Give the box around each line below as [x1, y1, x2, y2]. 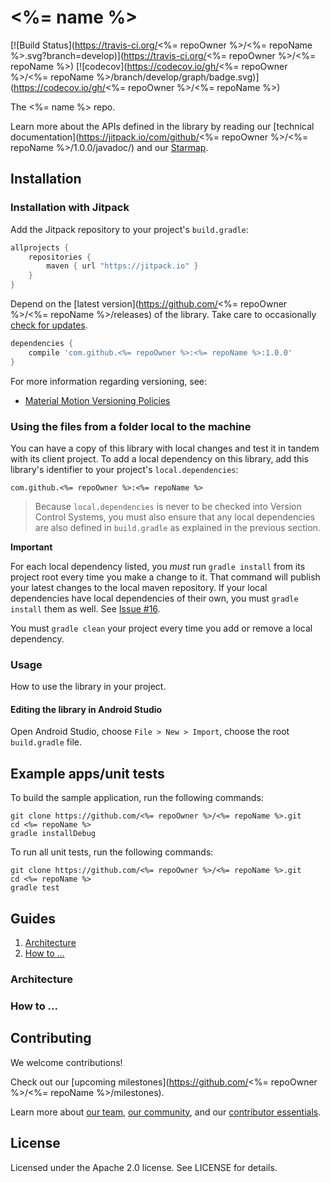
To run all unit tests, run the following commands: [10, 846, 214, 858]
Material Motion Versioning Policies [24, 394, 171, 406]
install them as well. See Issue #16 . [10, 602, 161, 615]
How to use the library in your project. [10, 681, 167, 693]
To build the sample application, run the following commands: [10, 792, 264, 804]
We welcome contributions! [10, 1056, 123, 1068]
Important [10, 541, 53, 553]
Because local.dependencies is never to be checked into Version [34, 500, 302, 512]
